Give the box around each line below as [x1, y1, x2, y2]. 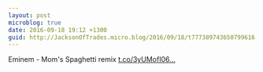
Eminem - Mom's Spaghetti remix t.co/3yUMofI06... [8, 55, 176, 64]
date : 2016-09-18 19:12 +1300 [8, 26, 108, 34]
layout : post [8, 11, 51, 20]
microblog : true [8, 19, 61, 27]
